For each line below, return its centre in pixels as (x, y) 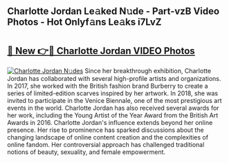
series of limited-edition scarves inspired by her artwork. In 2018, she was (113, 93)
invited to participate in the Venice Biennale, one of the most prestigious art (115, 100)
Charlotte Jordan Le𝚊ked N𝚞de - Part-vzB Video (113, 11)
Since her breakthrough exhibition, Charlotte (148, 71)
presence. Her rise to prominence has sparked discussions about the (106, 130)
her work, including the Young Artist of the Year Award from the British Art (113, 115)
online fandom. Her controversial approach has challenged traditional (106, 145)
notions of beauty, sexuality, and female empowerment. (86, 152)
